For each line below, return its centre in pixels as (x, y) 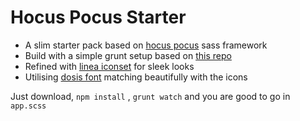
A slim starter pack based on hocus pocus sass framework (146, 45)
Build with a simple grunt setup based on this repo (128, 55)
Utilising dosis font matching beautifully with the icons (136, 77)
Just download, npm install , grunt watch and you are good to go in (150, 96)
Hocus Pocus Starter (98, 17)
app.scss (28, 106)
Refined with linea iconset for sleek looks (109, 66)
